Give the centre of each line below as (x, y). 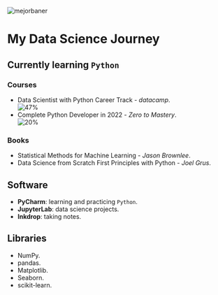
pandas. (29, 263)
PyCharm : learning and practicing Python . (78, 201)
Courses (22, 85)
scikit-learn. (35, 285)
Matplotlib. (33, 270)
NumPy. (29, 255)
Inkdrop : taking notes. (49, 216)
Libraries (27, 239)
